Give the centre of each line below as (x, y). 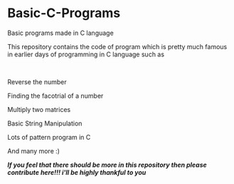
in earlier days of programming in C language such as (86, 54)
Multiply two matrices (39, 109)
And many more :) (34, 150)
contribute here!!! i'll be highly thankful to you (77, 172)
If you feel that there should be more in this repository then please (107, 165)
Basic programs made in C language (60, 33)
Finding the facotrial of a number (55, 96)
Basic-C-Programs (64, 13)
